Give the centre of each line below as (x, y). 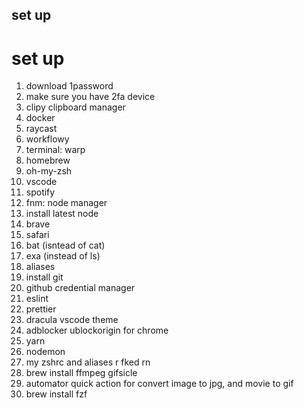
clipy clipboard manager (75, 107)
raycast (41, 129)
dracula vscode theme (72, 320)
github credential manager (80, 288)
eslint (37, 299)
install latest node (62, 214)
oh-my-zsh (49, 171)
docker (40, 118)
